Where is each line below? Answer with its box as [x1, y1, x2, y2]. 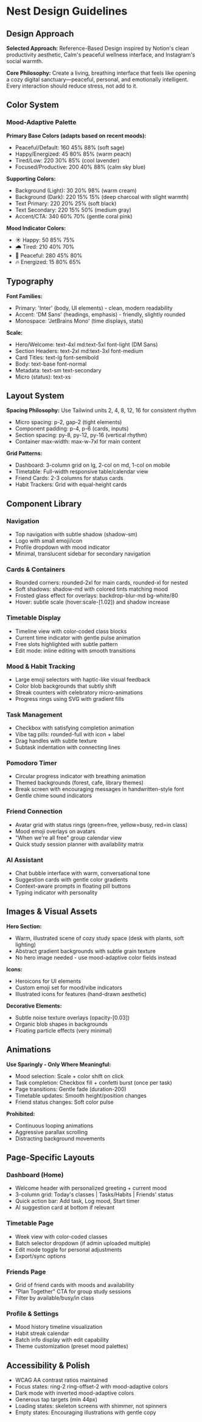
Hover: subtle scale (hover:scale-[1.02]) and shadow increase [15, 598, 170, 606]
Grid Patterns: [6, 450, 43, 457]
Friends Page [6, 1267, 46, 1276]
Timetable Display [6, 613, 61, 622]
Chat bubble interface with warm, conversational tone [15, 870, 150, 877]
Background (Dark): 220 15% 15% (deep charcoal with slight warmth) [15, 193, 189, 200]
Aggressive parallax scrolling [15, 1128, 88, 1135]
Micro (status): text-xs [15, 373, 71, 380]
